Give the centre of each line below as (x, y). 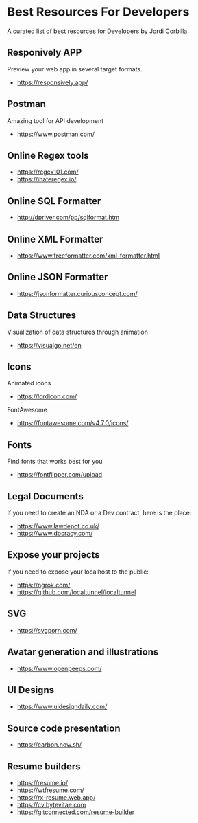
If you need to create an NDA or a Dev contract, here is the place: (99, 513)
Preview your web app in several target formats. (75, 69)
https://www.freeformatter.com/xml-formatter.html (88, 256)
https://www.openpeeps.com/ (59, 668)
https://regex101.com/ (48, 172)
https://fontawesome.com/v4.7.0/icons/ (73, 423)
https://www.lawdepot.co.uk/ (58, 526)
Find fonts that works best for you (55, 462)
